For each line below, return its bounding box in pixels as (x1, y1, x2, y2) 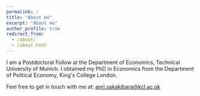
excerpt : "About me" (6, 20, 58, 26)
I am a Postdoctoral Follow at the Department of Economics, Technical (6, 58, 180, 66)
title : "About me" (6, 14, 52, 20)
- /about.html (11, 43, 47, 49)
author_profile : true (6, 25, 61, 32)
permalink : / (6, 8, 39, 15)
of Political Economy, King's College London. (6, 71, 118, 79)
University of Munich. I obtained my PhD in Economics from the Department (6, 65, 194, 72)
